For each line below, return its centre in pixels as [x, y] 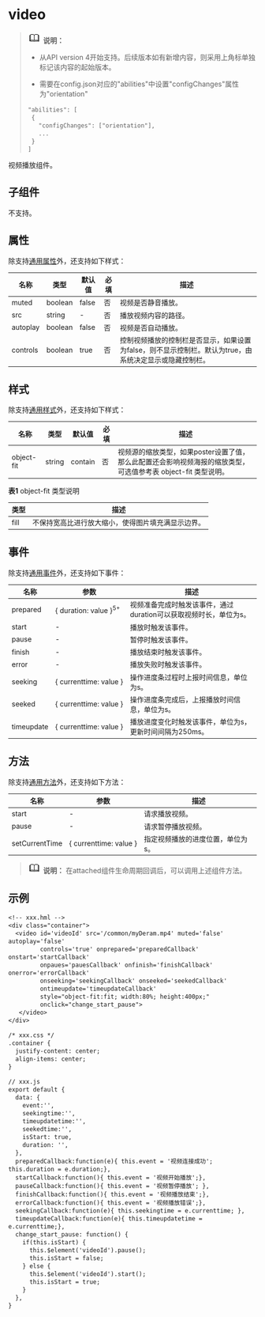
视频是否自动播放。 [151, 327]
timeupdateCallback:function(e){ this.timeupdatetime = [109, 1219]
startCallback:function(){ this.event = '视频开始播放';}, [111, 1178]
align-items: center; [51, 1059]
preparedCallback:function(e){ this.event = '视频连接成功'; [114, 1162]
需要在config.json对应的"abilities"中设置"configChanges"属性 [139, 84]
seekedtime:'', [47, 1130]
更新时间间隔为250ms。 [169, 732]
